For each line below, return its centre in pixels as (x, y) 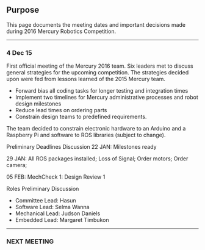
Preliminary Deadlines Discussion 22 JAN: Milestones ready (81, 147)
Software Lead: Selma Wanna (52, 207)
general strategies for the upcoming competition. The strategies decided (98, 73)
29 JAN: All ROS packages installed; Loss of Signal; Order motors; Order (97, 159)
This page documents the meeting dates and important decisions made (96, 24)
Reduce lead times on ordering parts (61, 110)
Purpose (23, 10)
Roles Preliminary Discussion (43, 189)
